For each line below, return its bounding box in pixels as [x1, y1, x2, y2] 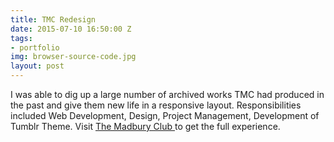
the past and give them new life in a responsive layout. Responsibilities [10, 99, 302, 111]
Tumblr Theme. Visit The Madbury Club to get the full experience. [10, 121, 281, 132]
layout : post [10, 61, 65, 71]
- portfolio [10, 42, 60, 53]
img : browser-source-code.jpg [10, 52, 137, 62]
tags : [10, 33, 33, 43]
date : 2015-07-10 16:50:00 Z [10, 24, 132, 34]
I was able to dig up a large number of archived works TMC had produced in [10, 89, 325, 100]
